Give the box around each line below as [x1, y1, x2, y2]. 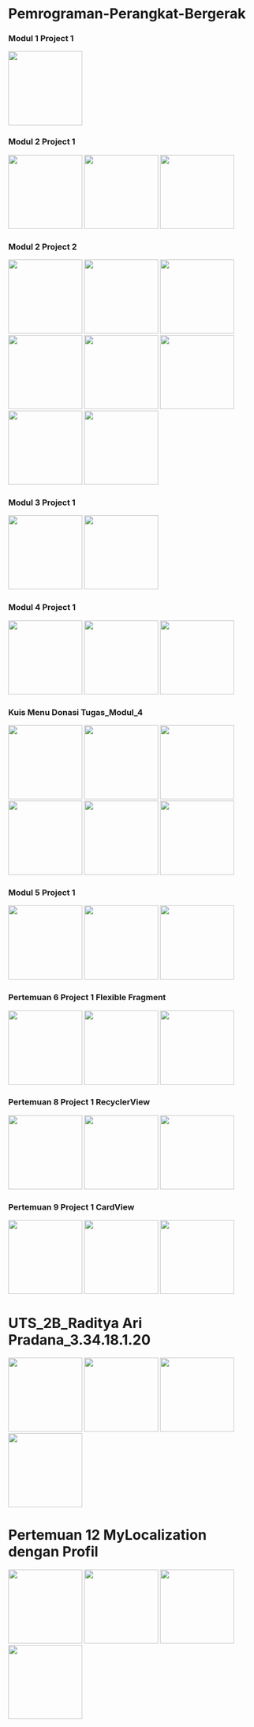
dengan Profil [8, 1543, 99, 1561]
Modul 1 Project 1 [8, 33, 74, 44]
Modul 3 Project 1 [8, 497, 77, 508]
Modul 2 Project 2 [8, 241, 77, 252]
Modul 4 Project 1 [8, 602, 77, 613]
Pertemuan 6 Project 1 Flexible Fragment [8, 992, 166, 1003]
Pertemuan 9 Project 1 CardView [8, 1202, 135, 1213]
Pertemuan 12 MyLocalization [8, 1526, 207, 1545]
